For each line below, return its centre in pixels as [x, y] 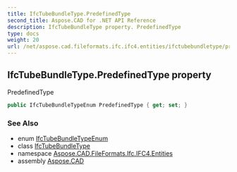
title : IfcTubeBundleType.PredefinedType [69, 14]
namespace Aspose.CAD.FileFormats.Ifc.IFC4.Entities [95, 153]
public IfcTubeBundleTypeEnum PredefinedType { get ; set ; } [98, 105]
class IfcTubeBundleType [54, 146]
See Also [23, 123]
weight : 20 [23, 40]
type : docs [23, 33]
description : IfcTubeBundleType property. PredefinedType [94, 27]
